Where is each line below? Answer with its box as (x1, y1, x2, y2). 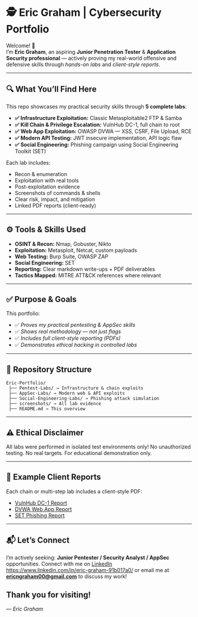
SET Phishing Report (14, 512, 65, 519)
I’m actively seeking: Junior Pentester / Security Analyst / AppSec (6, 554, 170, 561)
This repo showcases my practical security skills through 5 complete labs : (6, 103, 187, 110)
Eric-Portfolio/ (6, 380, 46, 386)
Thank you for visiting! (6, 590, 91, 600)
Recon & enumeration (14, 170, 68, 177)
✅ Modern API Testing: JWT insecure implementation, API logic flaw (14, 134, 182, 141)
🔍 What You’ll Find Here (6, 85, 97, 95)
